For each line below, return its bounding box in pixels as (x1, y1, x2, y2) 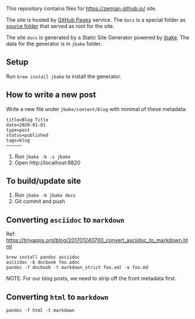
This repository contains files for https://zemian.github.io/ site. (6, 5, 157, 12)
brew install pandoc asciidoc (6, 254, 80, 260)
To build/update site (6, 176, 81, 186)
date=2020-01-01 (6, 122, 46, 128)
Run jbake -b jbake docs (14, 192, 76, 199)
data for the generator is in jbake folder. (6, 41, 102, 47)
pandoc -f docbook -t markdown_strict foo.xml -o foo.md (6, 264, 149, 271)
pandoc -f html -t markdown (6, 308, 75, 314)
